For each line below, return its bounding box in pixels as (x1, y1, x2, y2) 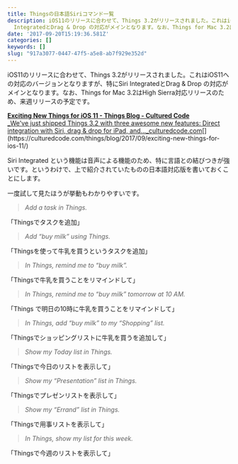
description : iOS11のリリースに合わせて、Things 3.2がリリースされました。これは (7, 17, 227, 24)
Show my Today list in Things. (24, 347, 113, 356)
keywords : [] (7, 43, 46, 50)
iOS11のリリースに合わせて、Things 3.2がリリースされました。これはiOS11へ (7, 70, 229, 79)
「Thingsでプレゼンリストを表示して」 (7, 391, 120, 399)
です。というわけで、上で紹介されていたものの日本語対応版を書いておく (13, 165, 223, 173)
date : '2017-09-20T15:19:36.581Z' (7, 30, 110, 38)
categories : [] (7, 37, 52, 44)
